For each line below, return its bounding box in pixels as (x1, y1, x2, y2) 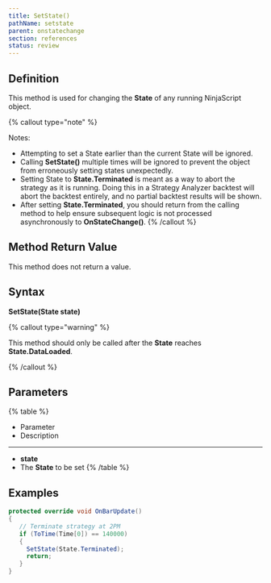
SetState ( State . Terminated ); (26, 545, 125, 553)
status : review (8, 42, 60, 50)
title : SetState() (8, 11, 70, 20)
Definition (8, 72, 59, 85)
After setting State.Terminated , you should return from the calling (19, 199, 240, 210)
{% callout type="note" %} (8, 117, 98, 127)
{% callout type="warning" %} (8, 322, 110, 331)
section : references (8, 34, 78, 43)
